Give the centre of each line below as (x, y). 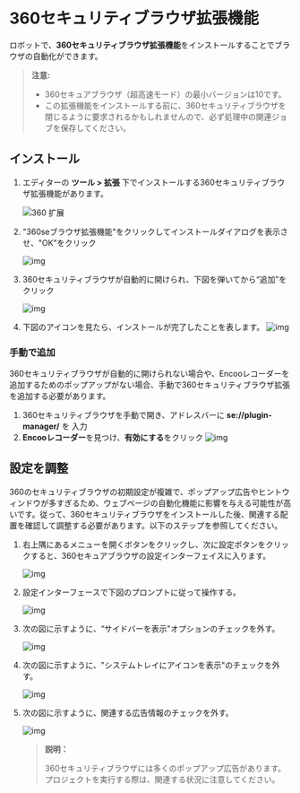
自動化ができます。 (68, 56)
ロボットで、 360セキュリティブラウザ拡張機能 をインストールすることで (142, 45)
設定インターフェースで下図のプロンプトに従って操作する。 (132, 592)
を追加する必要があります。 (60, 396)
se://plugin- (250, 415)
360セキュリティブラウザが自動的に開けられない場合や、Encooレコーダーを (150, 374)
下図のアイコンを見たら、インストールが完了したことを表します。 (143, 327)
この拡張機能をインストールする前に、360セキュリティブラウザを (165, 105)
